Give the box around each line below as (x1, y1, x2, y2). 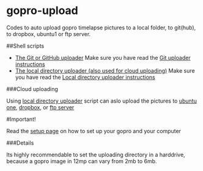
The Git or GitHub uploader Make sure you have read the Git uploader (15, 54, 191, 61)
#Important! (6, 115, 36, 123)
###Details (6, 139, 34, 147)
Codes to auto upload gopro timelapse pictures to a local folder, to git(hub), (6, 24, 196, 31)
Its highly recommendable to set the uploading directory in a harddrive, (6, 151, 185, 158)
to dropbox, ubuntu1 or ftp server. (6, 30, 91, 37)
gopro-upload (6, 4, 78, 18)
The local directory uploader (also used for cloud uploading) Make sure (15, 67, 195, 74)
